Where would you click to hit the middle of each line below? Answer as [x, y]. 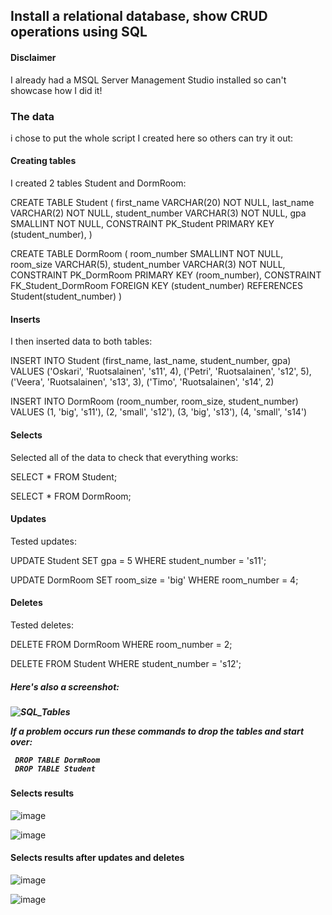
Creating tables [43, 161]
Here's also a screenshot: [65, 686]
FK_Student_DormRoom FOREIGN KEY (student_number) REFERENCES [157, 286]
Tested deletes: [42, 625]
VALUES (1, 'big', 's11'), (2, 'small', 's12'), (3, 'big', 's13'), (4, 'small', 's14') [159, 412]
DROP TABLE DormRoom [57, 760]
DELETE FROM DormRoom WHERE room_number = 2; [121, 644]
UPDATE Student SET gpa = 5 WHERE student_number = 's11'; [138, 560]
